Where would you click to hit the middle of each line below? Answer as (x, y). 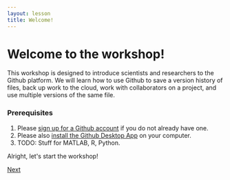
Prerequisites (30, 113)
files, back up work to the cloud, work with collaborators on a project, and (112, 88)
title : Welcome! (30, 20)
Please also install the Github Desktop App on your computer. (104, 135)
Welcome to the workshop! (86, 54)
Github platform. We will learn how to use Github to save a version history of (115, 81)
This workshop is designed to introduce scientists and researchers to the (111, 73)
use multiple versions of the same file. (61, 95)
